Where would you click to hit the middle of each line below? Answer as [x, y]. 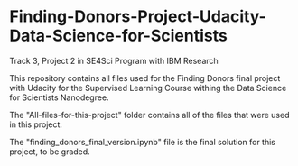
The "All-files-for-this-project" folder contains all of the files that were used [149, 115]
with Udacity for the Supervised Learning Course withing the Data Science [148, 88]
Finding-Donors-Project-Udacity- [138, 17]
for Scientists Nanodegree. [60, 97]
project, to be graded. [50, 152]
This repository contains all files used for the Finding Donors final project [145, 78]
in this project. [36, 124]
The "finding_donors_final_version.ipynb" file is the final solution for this [143, 142]
